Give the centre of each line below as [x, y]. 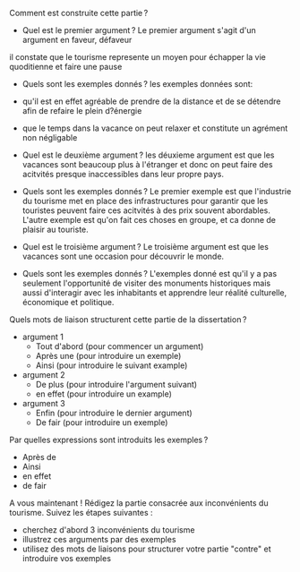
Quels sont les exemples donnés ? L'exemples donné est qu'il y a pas [150, 273]
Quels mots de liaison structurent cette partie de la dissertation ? [128, 320]
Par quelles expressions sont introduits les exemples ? [109, 440]
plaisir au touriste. [56, 229]
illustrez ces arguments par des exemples [99, 539]
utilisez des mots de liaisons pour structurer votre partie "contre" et [146, 549]
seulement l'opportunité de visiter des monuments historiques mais [146, 283]
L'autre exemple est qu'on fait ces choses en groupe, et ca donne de [149, 220]
